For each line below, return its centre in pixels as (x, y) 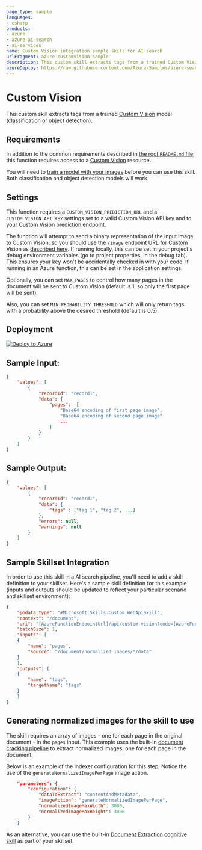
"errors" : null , (59, 521)
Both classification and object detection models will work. (78, 179)
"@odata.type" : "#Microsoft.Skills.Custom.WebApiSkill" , (90, 612)
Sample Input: (33, 363)
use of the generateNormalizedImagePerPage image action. (77, 772)
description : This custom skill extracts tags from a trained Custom (95, 62)
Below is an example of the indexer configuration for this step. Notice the (97, 766)
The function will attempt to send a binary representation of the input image (100, 236)
